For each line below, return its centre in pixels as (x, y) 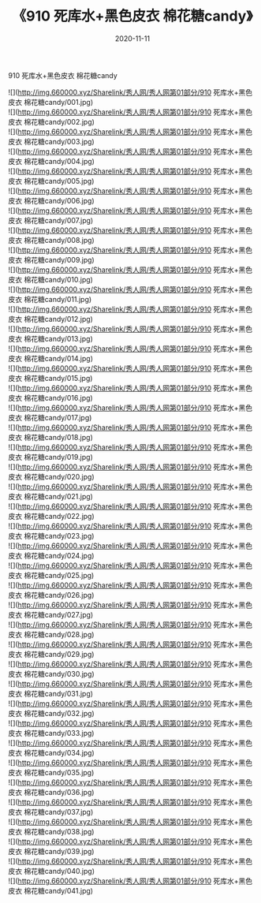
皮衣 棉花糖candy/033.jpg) (51, 733)
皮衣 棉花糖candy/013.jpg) (50, 338)
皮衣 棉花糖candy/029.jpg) (51, 654)
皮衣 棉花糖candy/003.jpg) (51, 141)
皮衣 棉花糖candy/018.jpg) (50, 437)
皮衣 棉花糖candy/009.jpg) (51, 259)
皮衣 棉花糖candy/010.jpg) (50, 279)
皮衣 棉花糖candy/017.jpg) (50, 417)
